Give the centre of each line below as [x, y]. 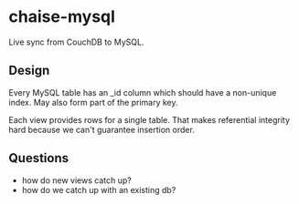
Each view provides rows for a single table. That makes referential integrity [149, 119]
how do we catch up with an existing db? [99, 189]
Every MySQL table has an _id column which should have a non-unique [143, 92]
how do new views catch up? [76, 180]
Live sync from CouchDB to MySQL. [76, 42]
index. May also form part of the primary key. [94, 102]
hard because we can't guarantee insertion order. [102, 129]
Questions [39, 158]
